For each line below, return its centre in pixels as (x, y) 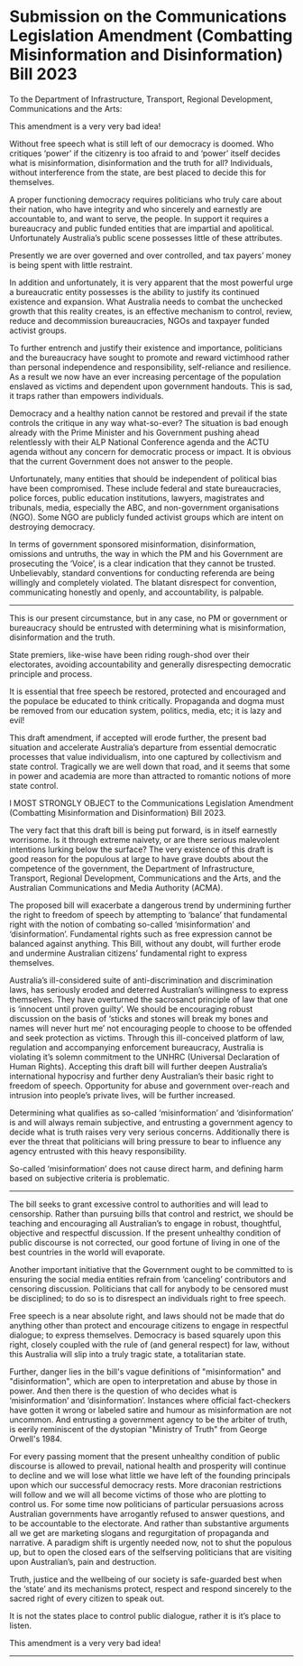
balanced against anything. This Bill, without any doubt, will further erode (145, 943)
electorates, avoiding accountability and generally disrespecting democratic (150, 664)
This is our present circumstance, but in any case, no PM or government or (149, 618)
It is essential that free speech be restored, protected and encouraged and (148, 691)
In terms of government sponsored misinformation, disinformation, (133, 544)
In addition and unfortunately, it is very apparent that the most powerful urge (151, 282)
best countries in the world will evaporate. (87, 1252)
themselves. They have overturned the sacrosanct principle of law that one (149, 999)
